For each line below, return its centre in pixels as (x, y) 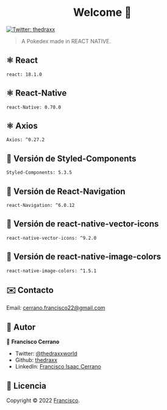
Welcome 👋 (102, 13)
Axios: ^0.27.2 (26, 140)
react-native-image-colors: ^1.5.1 (52, 271)
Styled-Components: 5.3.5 (39, 173)
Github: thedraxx (36, 360)
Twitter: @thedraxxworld (46, 354)
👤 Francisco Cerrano (33, 342)
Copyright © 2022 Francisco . (43, 401)
